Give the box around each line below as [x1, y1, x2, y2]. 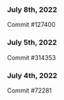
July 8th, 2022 [7, 5, 57, 14]
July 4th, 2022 [7, 70, 58, 80]
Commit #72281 [7, 86, 52, 94]
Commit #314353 [7, 53, 56, 61]
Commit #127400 [7, 21, 56, 29]
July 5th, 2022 [7, 38, 57, 48]
